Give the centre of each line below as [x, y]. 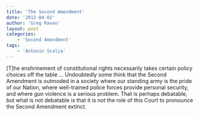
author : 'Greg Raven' [33, 23]
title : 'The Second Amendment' [46, 12]
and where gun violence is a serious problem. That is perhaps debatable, [97, 93]
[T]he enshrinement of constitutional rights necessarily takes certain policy [99, 68]
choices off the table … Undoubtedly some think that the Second [87, 74]
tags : [13, 46]
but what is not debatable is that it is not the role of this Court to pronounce [100, 100]
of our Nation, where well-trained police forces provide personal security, [97, 87]
